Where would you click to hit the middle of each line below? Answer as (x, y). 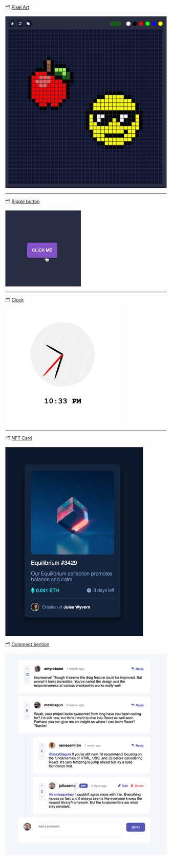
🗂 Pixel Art (17, 7)
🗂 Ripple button (23, 202)
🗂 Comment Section (27, 645)
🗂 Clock (15, 300)
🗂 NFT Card (19, 438)
